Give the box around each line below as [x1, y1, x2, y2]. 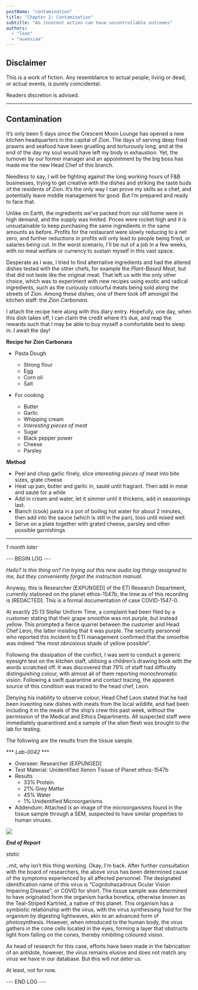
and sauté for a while [14, 489, 66, 496]
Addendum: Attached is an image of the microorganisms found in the [14, 804, 183, 811]
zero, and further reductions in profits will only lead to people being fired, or [6, 234, 190, 241]
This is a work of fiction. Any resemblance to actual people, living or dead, [6, 73, 187, 80]
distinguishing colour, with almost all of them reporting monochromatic [6, 670, 178, 677]
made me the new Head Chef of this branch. [6, 161, 114, 169]
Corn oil [23, 373, 43, 380]
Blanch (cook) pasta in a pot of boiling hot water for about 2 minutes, [14, 507, 182, 515]
